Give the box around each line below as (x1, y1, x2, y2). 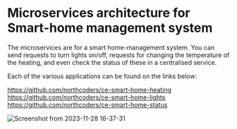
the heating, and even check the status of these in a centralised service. (7, 58, 217, 66)
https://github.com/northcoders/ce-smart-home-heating (7, 85, 171, 94)
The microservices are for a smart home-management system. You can (7, 43, 215, 51)
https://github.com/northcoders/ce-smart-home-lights (7, 93, 166, 102)
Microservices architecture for (7, 5, 190, 21)
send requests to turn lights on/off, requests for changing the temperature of (7, 51, 230, 59)
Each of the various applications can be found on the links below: (7, 72, 197, 80)
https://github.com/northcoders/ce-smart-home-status (7, 100, 168, 109)
